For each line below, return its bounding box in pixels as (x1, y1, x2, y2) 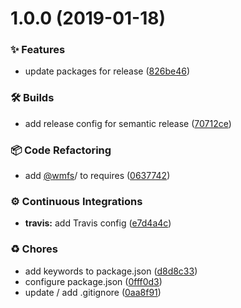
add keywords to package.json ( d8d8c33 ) (24, 265, 198, 277)
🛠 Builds (10, 91, 55, 105)
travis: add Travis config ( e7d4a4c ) (24, 217, 172, 229)
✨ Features (10, 43, 66, 57)
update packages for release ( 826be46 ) (24, 65, 190, 77)
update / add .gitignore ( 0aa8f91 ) (24, 286, 162, 298)
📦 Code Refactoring (10, 143, 112, 157)
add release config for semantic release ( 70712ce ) (24, 117, 232, 129)
